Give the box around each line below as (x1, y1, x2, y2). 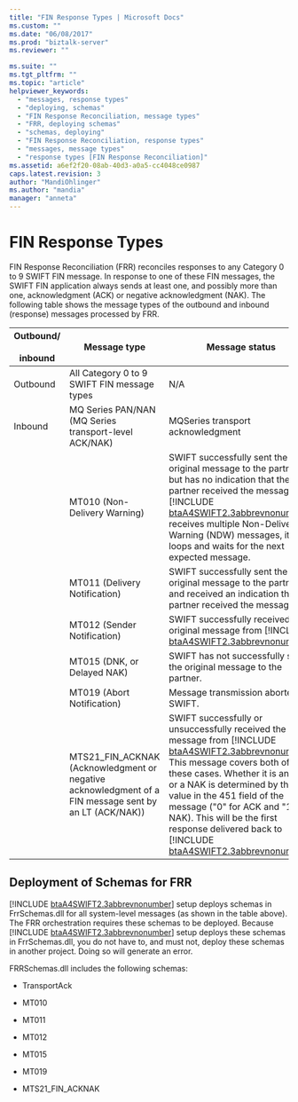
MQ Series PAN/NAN (69, 403, 157, 415)
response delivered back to (168, 823, 283, 835)
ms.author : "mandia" (9, 185, 86, 195)
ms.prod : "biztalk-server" (9, 37, 109, 47)
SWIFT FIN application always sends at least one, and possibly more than (9, 280, 278, 291)
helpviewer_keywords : (9, 86, 90, 96)
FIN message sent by (69, 795, 158, 807)
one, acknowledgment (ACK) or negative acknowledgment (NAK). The (9, 289, 266, 300)
